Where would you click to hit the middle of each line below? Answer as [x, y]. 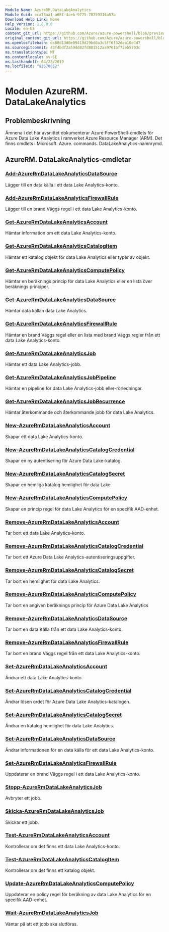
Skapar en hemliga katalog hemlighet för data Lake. [59, 485]
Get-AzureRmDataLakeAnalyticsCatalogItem [61, 246]
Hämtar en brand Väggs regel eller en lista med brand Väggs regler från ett [83, 335]
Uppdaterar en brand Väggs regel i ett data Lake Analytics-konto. [73, 774]
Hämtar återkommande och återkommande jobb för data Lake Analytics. [80, 412]
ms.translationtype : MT [30, 52]
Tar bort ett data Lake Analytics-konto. [45, 533]
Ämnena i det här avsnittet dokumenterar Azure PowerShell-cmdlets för [79, 133]
